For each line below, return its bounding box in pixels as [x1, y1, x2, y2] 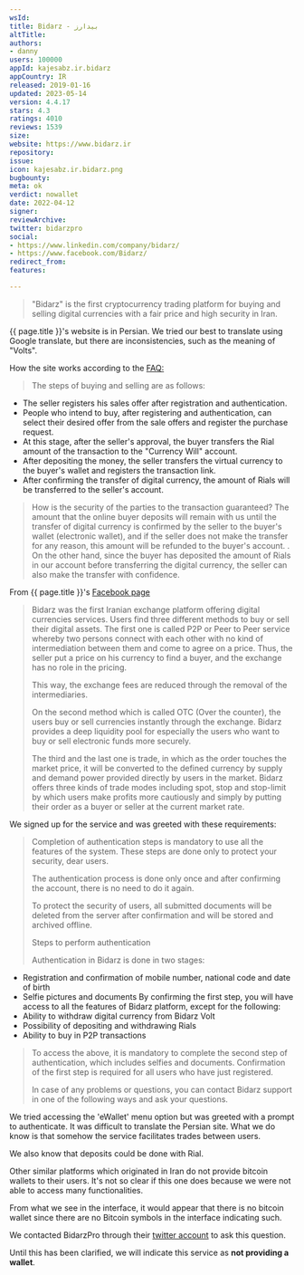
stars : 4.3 [9, 106, 51, 115]
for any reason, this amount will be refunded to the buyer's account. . [31, 540, 290, 551]
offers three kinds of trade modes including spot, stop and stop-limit [31, 781, 287, 792]
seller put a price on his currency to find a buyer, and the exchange [31, 652, 282, 663]
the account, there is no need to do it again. [31, 882, 195, 893]
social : [9, 232, 39, 241]
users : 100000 [9, 55, 63, 64]
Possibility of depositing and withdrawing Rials [22, 1020, 197, 1031]
